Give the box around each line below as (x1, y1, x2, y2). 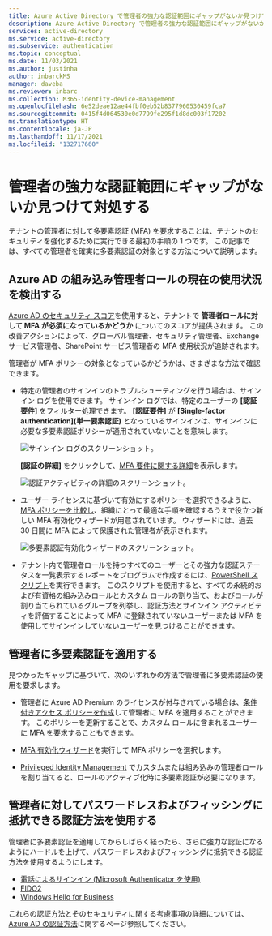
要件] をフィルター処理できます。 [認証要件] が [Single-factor (19, 406, 227, 416)
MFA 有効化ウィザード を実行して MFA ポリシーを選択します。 (19, 745, 226, 755)
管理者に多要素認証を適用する (8, 646, 158, 661)
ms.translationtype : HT (8, 118, 89, 126)
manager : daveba (8, 79, 63, 88)
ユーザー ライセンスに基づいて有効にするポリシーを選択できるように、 (19, 496, 257, 505)
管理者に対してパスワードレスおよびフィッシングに (8, 798, 263, 812)
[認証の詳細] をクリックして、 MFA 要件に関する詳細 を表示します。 (19, 461, 243, 470)
